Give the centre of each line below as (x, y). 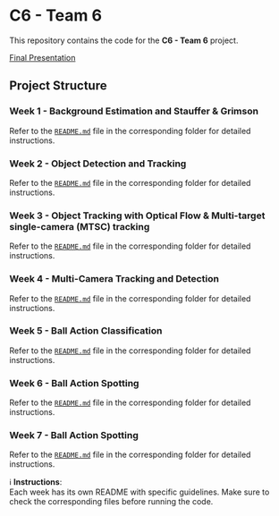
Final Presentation (42, 57)
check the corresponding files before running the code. (111, 502)
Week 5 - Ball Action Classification (86, 331)
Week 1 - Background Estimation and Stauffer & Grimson (134, 111)
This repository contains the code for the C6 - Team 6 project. (124, 40)
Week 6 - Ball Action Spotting (74, 383)
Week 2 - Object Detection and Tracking (98, 164)
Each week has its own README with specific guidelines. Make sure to (139, 492)
